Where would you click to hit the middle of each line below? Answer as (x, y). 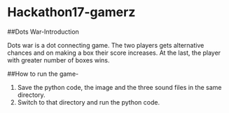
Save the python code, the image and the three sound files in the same (119, 87)
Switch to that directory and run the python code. (88, 102)
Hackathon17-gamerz (71, 12)
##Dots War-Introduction (43, 32)
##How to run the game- (43, 74)
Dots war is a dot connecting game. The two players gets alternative (106, 45)
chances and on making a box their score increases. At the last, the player (114, 53)
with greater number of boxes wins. (58, 60)
